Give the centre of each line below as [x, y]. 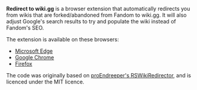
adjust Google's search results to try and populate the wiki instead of [91, 21]
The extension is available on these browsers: [63, 39]
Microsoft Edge [34, 51]
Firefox [24, 64]
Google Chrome [34, 57]
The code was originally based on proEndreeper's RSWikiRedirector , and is [99, 75]
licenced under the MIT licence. [46, 82]
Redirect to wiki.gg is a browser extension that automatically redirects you [98, 9]
